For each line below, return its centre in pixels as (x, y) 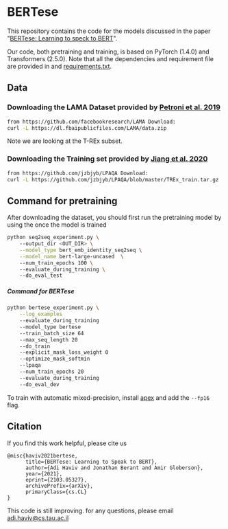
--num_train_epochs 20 (52, 372)
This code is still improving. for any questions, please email (90, 510)
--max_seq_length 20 (49, 340)
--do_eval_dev (39, 384)
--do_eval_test (41, 275)
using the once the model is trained (57, 225)
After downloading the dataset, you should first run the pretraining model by (114, 218)
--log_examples (41, 314)
